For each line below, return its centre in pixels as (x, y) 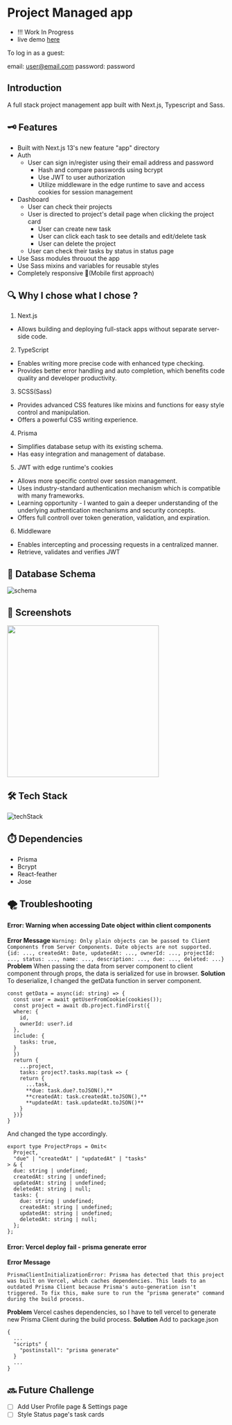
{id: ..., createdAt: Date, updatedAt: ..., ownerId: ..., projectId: (111, 953)
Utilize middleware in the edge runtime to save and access (121, 185)
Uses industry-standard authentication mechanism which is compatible (119, 488)
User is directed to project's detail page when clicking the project (121, 214)
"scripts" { (31, 1345)
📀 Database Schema (52, 574)
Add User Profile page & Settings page (72, 1407)
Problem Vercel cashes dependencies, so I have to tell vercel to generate (112, 1312)
